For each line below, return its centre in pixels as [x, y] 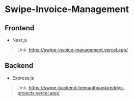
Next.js [20, 40]
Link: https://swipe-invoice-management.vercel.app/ [73, 50]
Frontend [20, 28]
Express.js [23, 78]
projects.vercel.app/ [38, 93]
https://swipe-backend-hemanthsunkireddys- [77, 87]
